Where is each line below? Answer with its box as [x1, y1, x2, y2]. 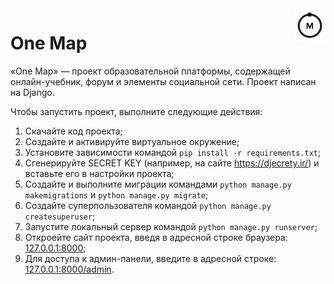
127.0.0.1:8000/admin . [24, 263, 115, 275]
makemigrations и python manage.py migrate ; [24, 188, 209, 201]
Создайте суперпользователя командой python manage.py [24, 199, 272, 211]
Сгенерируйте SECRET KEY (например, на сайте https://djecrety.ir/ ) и [24, 157, 320, 169]
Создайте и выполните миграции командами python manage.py [24, 178, 292, 190]
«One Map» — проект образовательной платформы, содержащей [10, 65, 291, 77]
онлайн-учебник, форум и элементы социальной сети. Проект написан [10, 75, 317, 87]
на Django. [10, 86, 55, 98]
